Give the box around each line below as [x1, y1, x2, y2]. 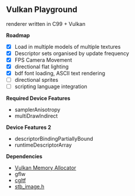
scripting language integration [14, 83, 87, 90]
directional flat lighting [14, 63, 69, 70]
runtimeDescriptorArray [14, 141, 72, 149]
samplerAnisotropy [14, 106, 60, 114]
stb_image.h [14, 183, 45, 190]
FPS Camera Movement [14, 56, 72, 64]
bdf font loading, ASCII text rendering [14, 70, 106, 77]
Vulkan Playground [6, 5, 77, 15]
